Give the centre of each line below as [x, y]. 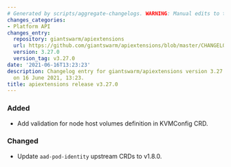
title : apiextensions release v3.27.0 [63, 84]
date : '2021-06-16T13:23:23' [49, 65]
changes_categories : [37, 20]
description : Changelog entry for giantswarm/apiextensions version [107, 71]
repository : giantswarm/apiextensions [69, 39]
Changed [23, 141]
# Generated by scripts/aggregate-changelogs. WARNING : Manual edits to [113, 13]
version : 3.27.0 [36, 52]
